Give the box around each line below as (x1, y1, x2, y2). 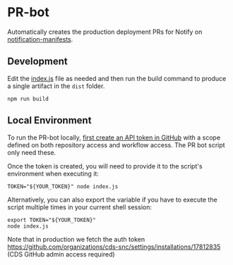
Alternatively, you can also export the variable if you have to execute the (7, 195, 217, 204)
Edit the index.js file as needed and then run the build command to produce (7, 74, 227, 82)
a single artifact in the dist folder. (7, 82, 105, 90)
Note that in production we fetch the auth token (7, 235, 145, 243)
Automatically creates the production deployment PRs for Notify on (7, 27, 203, 36)
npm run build (7, 95, 49, 102)
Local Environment (7, 114, 92, 127)
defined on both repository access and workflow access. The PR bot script (7, 140, 225, 149)
